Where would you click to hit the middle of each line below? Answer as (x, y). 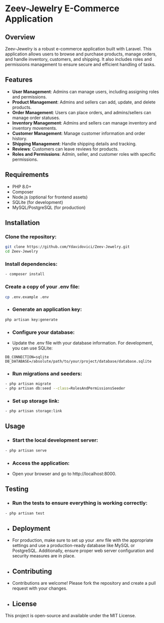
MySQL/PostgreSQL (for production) (49, 207)
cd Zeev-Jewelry (21, 251)
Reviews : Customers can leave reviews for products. (65, 149)
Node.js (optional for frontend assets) (50, 197)
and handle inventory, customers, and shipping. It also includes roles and (79, 59)
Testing (17, 489)
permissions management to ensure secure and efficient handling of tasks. (80, 64)
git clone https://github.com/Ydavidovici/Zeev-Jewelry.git (68, 247)
